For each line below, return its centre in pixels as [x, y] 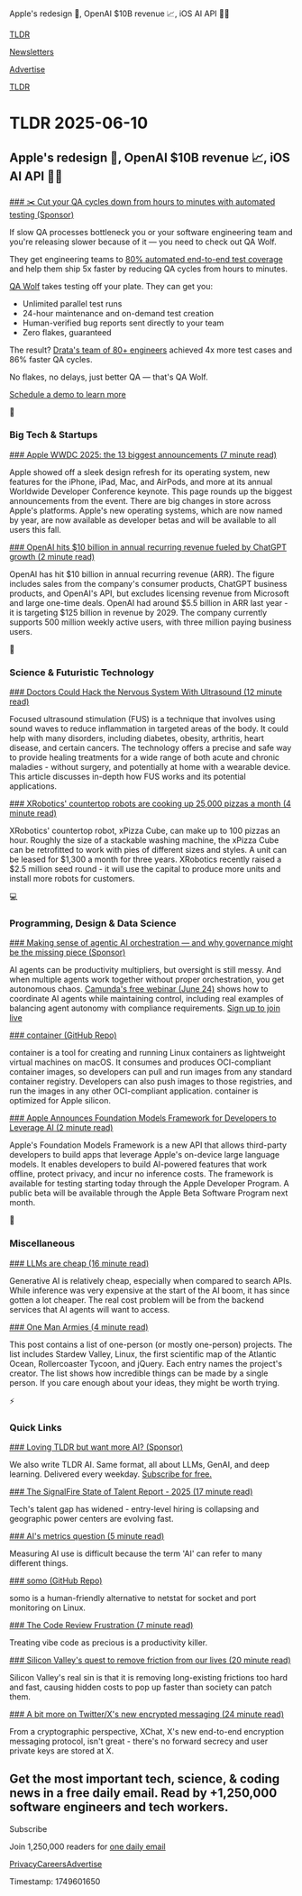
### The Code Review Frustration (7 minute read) [101, 1625]
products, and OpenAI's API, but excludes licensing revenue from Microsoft [150, 593]
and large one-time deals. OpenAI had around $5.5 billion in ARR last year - [149, 602]
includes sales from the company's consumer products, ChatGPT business [148, 583]
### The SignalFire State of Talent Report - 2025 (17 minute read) [131, 1491]
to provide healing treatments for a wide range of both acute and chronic [145, 757]
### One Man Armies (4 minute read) [79, 1327]
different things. [39, 1562]
